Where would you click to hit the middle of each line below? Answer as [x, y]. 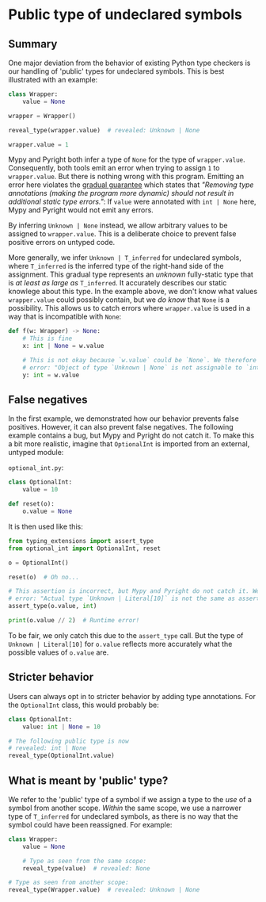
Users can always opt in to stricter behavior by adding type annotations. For [132, 696]
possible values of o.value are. [59, 652]
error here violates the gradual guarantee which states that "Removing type [131, 185]
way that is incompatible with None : [65, 317]
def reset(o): [32, 504]
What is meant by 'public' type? [88, 780]
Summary [33, 44]
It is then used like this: [46, 526]
